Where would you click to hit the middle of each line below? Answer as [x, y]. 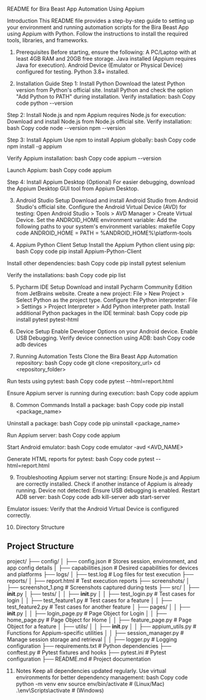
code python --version [44, 103]
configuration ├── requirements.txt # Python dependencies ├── [89, 645]
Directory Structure [40, 527]
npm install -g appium [35, 146]
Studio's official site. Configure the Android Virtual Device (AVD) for [101, 207]
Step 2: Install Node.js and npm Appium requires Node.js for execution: [97, 115]
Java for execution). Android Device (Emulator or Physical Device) [99, 65]
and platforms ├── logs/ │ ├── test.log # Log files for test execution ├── [100, 574]
